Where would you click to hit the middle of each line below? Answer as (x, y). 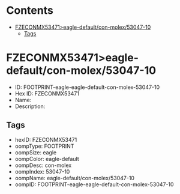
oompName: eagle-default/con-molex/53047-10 (75, 178)
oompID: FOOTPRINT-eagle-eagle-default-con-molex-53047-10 (94, 184)
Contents (30, 11)
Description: (30, 106)
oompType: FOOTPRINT (44, 146)
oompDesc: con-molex (43, 165)
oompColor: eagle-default (47, 159)
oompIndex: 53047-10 (42, 171)
